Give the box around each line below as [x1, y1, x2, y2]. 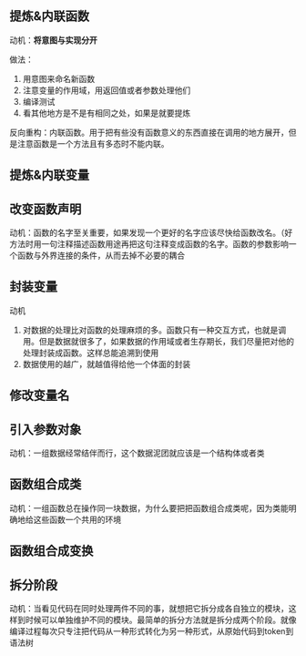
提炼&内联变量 [9, 168, 90, 183]
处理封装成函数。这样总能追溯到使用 [22, 347, 159, 358]
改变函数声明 [9, 201, 82, 217]
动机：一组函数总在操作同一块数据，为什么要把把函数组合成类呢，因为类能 [9, 502, 289, 513]
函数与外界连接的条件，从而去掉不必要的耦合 [16, 250, 185, 261]
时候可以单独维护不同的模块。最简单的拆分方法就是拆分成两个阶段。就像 [25, 614, 297, 626]
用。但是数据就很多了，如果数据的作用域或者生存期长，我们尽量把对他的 [22, 335, 294, 346]
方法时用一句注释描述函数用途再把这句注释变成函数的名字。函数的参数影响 [9, 239, 289, 250]
